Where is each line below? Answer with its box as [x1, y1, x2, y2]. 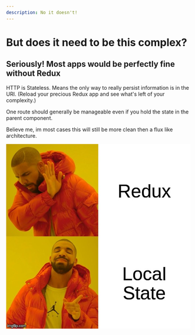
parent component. [6, 114, 53, 121]
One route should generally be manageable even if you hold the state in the [6, 108, 189, 115]
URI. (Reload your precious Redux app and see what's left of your [6, 90, 165, 97]
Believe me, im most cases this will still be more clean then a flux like [6, 126, 173, 133]
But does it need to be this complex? [6, 35, 187, 49]
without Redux [6, 69, 61, 79]
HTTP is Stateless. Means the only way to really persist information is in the [6, 84, 190, 91]
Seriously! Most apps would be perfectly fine [6, 59, 175, 69]
